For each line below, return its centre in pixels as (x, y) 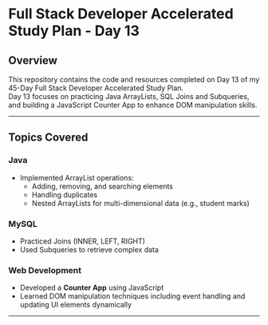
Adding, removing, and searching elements (102, 186)
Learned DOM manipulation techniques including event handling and (132, 296)
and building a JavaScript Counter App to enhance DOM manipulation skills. (133, 105)
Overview (33, 60)
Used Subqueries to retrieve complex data (89, 249)
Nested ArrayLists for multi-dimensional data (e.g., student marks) (140, 203)
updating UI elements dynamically (76, 305)
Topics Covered (48, 138)
